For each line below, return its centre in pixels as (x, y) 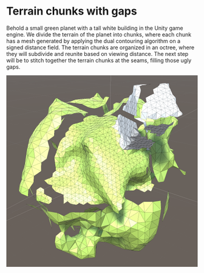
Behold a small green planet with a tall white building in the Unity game (95, 28)
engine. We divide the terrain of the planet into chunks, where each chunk (99, 34)
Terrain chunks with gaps (72, 11)
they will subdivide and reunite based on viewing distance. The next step (97, 54)
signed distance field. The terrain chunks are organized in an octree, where (100, 47)
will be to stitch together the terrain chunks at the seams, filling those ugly (99, 60)
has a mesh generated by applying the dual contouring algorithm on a (93, 41)
